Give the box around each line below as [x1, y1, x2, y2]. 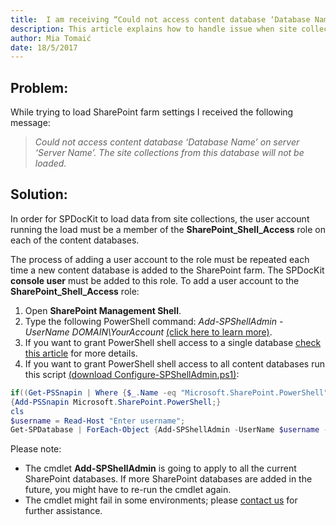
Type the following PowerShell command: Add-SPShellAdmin [24, 315, 278, 327]
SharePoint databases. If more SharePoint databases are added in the [24, 473, 313, 485]
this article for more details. [24, 347, 138, 359]
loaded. [34, 157, 67, 170]
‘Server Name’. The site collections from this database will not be [34, 147, 305, 159]
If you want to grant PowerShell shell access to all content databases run [24, 357, 325, 370]
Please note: [10, 443, 62, 455]
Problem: [10, 79, 69, 96]
